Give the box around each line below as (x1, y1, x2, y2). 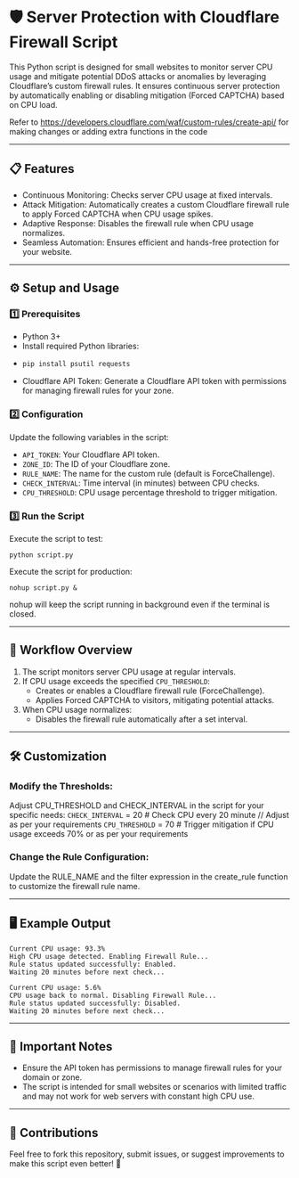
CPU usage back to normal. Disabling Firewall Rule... (9, 991, 217, 1000)
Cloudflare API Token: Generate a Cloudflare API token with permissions (21, 376, 287, 387)
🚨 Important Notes (9, 1039, 113, 1054)
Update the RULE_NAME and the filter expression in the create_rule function (9, 871, 288, 882)
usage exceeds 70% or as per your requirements (9, 829, 189, 839)
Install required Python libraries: (21, 340, 140, 352)
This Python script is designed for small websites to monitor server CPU (9, 61, 273, 72)
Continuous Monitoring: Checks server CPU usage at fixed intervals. (21, 189, 273, 200)
